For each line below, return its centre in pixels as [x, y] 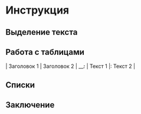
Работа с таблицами [45, 52]
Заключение [30, 105]
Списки [20, 85]
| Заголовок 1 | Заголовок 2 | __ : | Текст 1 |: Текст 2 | [70, 66]
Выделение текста [42, 32]
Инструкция [37, 10]
